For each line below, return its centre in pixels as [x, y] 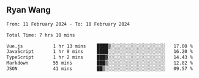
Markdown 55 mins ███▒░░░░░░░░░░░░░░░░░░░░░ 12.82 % [99, 63]
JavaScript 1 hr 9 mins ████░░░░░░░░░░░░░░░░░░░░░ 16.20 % [99, 52]
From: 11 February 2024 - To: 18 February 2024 [68, 24]
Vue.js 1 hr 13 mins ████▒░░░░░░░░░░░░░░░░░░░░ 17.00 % [99, 46]
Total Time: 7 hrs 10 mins [41, 35]
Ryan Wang [28, 10]
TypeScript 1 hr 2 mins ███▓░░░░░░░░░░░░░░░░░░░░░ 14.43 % [99, 57]
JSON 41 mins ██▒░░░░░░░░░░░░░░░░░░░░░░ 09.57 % [99, 69]
